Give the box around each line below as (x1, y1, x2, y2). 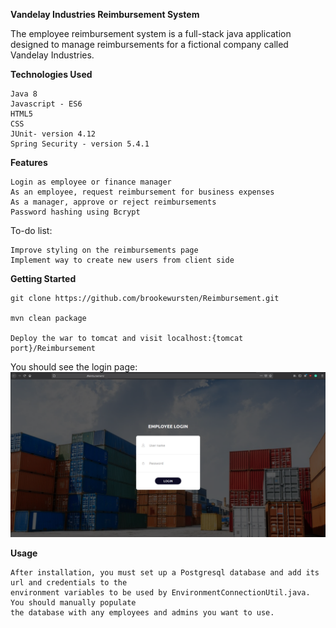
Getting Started (10, 273, 77, 284)
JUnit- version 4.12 (10, 129, 97, 139)
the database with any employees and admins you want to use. (10, 607, 275, 618)
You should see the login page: (10, 361, 138, 373)
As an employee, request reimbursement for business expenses (10, 187, 275, 197)
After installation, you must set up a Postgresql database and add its (10, 567, 320, 578)
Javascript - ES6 (10, 99, 83, 109)
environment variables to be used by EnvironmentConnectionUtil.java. (10, 587, 311, 598)
